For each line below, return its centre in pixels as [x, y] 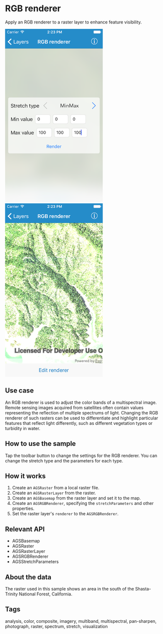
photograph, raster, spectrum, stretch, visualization [57, 626]
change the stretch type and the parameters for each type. [64, 460]
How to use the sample [41, 444]
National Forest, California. [45, 594]
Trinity [11, 594]
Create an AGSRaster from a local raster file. [56, 488]
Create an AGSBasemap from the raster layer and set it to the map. [76, 498]
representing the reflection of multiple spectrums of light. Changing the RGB [82, 413]
